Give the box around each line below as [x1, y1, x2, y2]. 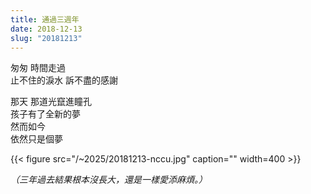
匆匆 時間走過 [10, 62, 66, 74]
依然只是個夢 [10, 133, 63, 145]
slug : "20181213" [10, 33, 83, 43]
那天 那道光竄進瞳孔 [10, 96, 92, 108]
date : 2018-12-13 [10, 24, 83, 34]
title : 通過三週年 [10, 14, 80, 25]
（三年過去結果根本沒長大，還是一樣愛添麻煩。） [10, 174, 208, 186]
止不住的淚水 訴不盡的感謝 [10, 74, 118, 86]
